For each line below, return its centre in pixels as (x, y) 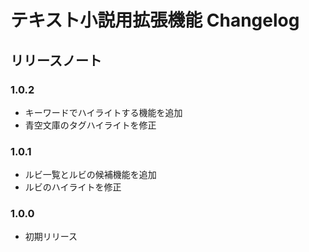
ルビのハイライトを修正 (73, 187)
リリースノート (56, 60)
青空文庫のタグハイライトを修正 (90, 125)
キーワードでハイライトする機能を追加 (103, 112)
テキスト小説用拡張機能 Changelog (155, 20)
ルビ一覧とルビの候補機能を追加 (90, 175)
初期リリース (51, 237)
